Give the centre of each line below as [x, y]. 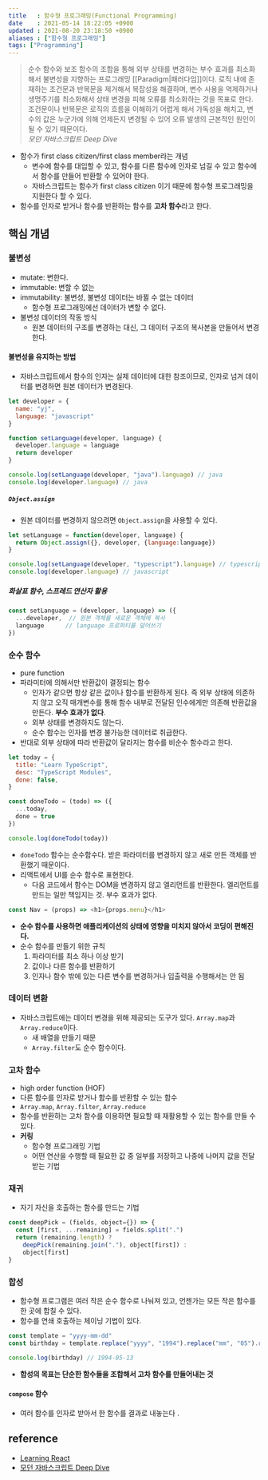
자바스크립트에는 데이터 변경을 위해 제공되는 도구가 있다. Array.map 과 [127, 1017]
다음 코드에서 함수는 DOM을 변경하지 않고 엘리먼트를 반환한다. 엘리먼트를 [145, 885]
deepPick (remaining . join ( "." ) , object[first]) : [105, 1245]
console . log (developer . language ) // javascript [89, 572]
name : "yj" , [35, 408]
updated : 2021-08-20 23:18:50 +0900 [71, 30]
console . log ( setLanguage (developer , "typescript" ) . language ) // [117, 564]
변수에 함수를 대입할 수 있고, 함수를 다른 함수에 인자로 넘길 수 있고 [134, 166]
